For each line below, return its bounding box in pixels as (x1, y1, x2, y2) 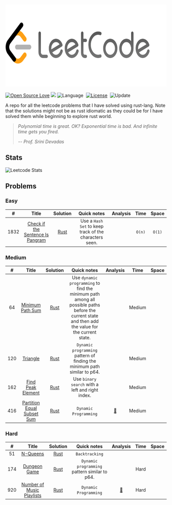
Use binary (73, 376, 97, 382)
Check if (27, 220, 46, 227)
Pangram (27, 237, 46, 243)
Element (22, 390, 40, 396)
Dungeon (23, 463, 42, 470)
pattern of (74, 353, 96, 359)
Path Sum (20, 307, 41, 313)
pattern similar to (71, 469, 107, 475)
